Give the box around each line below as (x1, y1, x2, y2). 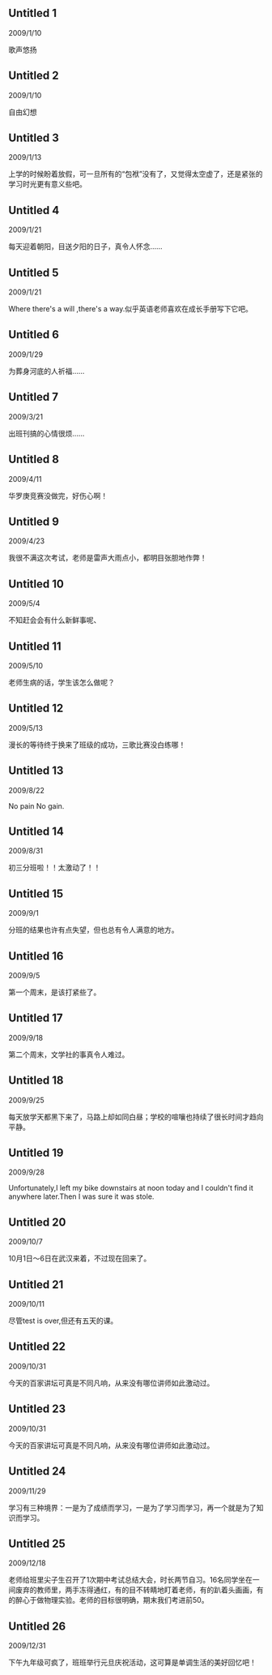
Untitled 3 (8, 131, 59, 145)
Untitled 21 (8, 1278, 64, 1291)
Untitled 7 (8, 390, 59, 404)
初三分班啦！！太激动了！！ (8, 863, 101, 873)
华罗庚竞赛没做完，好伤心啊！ (8, 491, 108, 500)
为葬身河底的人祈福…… (8, 366, 85, 376)
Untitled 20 (8, 1215, 66, 1229)
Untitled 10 (8, 577, 65, 591)
